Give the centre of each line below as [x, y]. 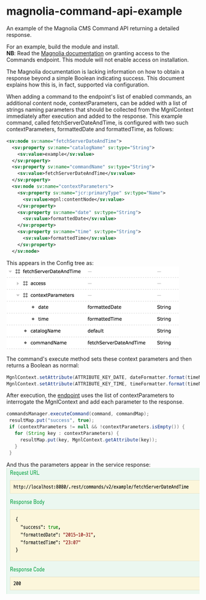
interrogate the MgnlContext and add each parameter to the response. [95, 402]
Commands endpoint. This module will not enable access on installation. [97, 60]
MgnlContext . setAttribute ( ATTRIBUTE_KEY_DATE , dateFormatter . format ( [97, 377]
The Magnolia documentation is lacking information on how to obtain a [95, 71]
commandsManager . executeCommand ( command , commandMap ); [78, 414]
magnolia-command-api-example [94, 11]
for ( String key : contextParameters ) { [67, 434]
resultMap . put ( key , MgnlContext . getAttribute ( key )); [89, 440]
